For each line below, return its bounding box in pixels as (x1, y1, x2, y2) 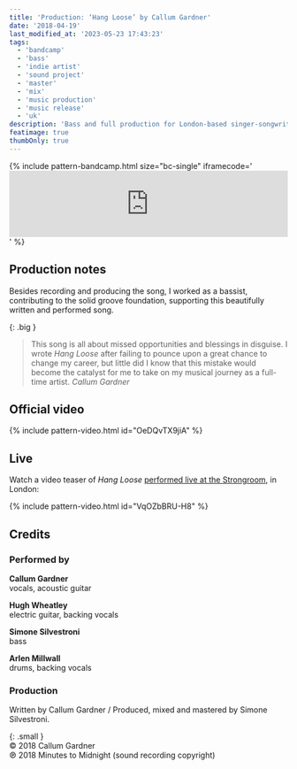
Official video (9, 402, 85, 417)
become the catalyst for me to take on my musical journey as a (30, 366, 261, 377)
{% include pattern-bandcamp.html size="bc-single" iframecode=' (9, 160, 253, 171)
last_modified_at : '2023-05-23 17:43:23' (9, 29, 164, 38)
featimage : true (9, 128, 69, 137)
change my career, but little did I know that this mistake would (30, 358, 256, 368)
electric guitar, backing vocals (9, 609, 119, 619)
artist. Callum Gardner (49, 376, 130, 387)
